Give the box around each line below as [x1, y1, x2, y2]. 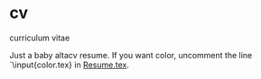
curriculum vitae [9, 32, 70, 43]
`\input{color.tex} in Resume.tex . [9, 59, 129, 70]
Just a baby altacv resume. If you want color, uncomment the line [9, 49, 253, 60]
